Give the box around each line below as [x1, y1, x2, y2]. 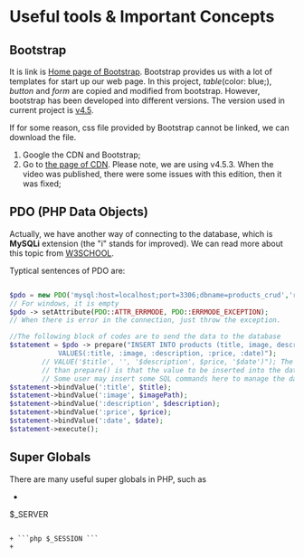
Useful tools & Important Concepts [9, 6, 275, 27]
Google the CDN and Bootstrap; [22, 149, 141, 160]
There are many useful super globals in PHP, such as [9, 473, 206, 485]
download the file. [9, 132, 77, 142]
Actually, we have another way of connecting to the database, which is [9, 228, 273, 239]
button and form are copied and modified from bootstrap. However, [9, 86, 261, 96]
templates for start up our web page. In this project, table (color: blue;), [9, 76, 272, 87]
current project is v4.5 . [9, 105, 94, 115]
